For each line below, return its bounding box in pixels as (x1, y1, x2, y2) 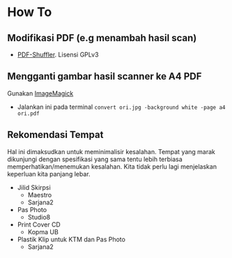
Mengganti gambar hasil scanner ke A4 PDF (7, 70, 202, 82)
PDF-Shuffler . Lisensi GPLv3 (17, 50, 99, 59)
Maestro (27, 190, 52, 199)
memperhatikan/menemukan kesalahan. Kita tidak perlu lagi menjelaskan (7, 162, 217, 171)
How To (7, 4, 52, 20)
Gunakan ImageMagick (7, 89, 74, 98)
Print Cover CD (17, 220, 61, 229)
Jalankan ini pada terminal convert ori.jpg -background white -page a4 (17, 103, 226, 111)
